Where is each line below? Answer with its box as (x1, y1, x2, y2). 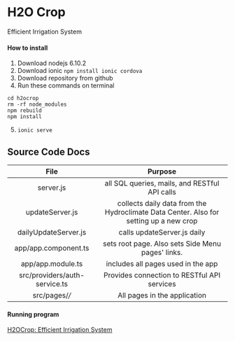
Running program (7, 309, 59, 319)
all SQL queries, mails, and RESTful (104, 178, 220, 188)
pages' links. (141, 247, 183, 257)
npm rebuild (7, 107, 42, 114)
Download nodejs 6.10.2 (17, 59, 86, 67)
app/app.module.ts (20, 258, 83, 268)
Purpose (148, 166, 177, 176)
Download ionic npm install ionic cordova (17, 67, 143, 75)
